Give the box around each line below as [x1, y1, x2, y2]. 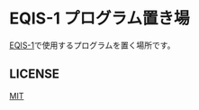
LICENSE [9, 67, 60, 82]
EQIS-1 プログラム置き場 [9, 8, 190, 29]
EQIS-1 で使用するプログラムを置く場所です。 [9, 40, 176, 50]
